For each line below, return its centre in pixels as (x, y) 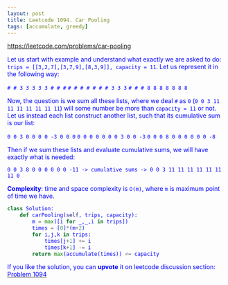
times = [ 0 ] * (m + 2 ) (59, 228)
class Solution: (30, 209)
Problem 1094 (27, 275)
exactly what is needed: (41, 157)
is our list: (21, 123)
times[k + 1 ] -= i (68, 247)
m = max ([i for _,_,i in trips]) (80, 222)
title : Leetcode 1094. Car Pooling (59, 20)
